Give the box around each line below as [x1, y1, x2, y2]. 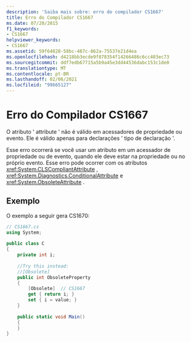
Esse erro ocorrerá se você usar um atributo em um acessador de [6, 146, 171, 153]
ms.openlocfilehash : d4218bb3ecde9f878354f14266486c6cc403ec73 [6, 54, 170, 60]
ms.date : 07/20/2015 [6, 20, 59, 26]
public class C [6, 240, 45, 247]
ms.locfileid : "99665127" [6, 82, 72, 88]
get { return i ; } [28, 291, 75, 297]
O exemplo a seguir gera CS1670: [6, 212, 90, 219]
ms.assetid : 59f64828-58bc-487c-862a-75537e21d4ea [6, 48, 137, 54]
